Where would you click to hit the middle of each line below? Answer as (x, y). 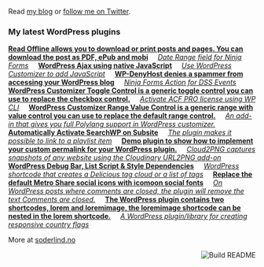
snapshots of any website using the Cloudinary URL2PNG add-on (115, 158)
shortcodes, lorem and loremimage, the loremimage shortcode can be (125, 208)
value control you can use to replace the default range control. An (121, 116)
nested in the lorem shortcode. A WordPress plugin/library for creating (128, 217)
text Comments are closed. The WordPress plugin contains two (116, 199)
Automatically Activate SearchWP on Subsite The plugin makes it (120, 132)
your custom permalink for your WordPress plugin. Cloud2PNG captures (132, 150)
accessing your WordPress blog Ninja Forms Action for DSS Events (123, 83)
